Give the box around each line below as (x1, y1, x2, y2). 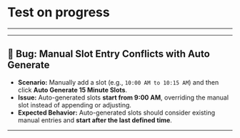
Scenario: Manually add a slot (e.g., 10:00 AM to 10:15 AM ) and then (17, 78, 219, 86)
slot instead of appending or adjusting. (17, 100, 132, 109)
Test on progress (7, 4, 110, 21)
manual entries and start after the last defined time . (17, 115, 173, 124)
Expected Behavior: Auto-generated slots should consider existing (17, 108, 216, 117)
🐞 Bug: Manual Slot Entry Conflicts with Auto (7, 48, 211, 60)
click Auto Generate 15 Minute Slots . (17, 85, 127, 94)
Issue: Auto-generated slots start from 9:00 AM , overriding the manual (17, 93, 229, 102)
